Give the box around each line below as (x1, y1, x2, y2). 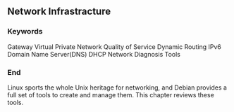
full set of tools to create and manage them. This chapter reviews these (7, 90, 215, 99)
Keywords (7, 27, 43, 36)
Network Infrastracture (7, 6, 111, 17)
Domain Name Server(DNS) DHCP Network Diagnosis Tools (7, 50, 181, 58)
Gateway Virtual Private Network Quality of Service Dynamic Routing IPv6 (7, 42, 222, 51)
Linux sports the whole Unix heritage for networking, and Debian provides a (7, 83, 228, 92)
